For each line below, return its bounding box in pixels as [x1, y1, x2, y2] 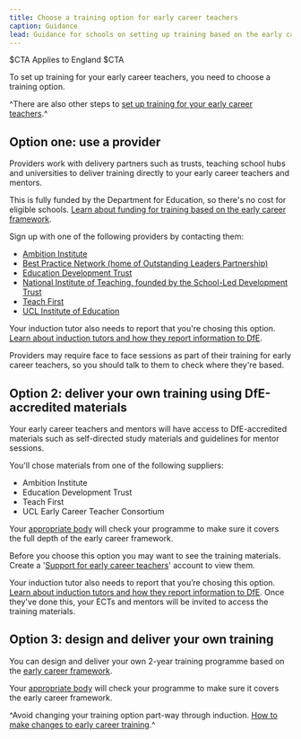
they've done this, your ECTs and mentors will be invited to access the [9, 596, 269, 607]
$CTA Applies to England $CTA [9, 55, 125, 66]
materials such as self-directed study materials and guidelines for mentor [9, 433, 279, 444]
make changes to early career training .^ [9, 719, 156, 730]
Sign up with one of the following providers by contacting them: [9, 231, 245, 242]
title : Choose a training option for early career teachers [9, 13, 239, 22]
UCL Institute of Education [21, 306, 120, 317]
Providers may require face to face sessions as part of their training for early [9, 350, 292, 361]
